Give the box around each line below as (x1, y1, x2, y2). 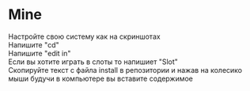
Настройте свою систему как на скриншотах (8, 32, 161, 41)
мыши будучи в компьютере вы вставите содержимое (8, 74, 194, 83)
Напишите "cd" (8, 40, 59, 49)
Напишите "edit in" (8, 48, 71, 58)
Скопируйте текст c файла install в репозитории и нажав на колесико (8, 65, 243, 74)
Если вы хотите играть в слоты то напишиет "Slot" (8, 57, 178, 66)
